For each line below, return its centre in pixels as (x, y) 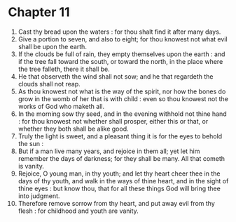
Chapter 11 (39, 12)
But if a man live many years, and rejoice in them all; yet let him (109, 151)
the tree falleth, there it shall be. (64, 69)
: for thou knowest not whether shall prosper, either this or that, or (113, 121)
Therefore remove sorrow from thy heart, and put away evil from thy (117, 203)
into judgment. (39, 196)
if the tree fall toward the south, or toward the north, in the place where (120, 61)
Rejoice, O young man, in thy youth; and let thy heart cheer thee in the (119, 174)
